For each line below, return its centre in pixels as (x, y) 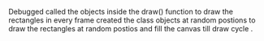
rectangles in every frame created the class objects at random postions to (132, 20)
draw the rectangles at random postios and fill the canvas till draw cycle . (131, 29)
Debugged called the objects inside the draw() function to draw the (121, 12)
